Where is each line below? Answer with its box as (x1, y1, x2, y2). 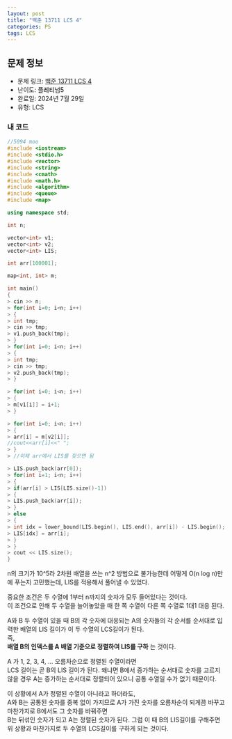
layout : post (7, 10, 45, 17)
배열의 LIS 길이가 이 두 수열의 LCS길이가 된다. (19, 625, 144, 634)
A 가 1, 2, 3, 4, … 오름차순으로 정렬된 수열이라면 (7, 658, 137, 666)
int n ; (7, 221, 26, 228)
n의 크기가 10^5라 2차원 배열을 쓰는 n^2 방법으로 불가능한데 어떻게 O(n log (7, 569, 210, 578)
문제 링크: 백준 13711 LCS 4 (17, 77, 92, 86)
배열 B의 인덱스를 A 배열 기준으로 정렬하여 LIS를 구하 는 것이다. (7, 642, 176, 651)
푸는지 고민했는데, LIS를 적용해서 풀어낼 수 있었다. (14, 578, 149, 586)
